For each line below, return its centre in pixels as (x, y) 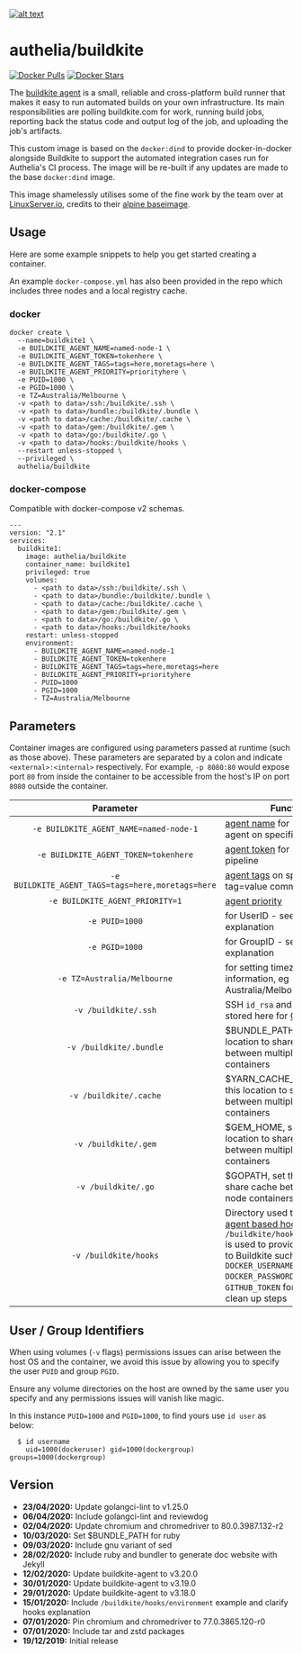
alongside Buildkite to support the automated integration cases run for (139, 158)
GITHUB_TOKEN (253, 1288)
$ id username (44, 1442)
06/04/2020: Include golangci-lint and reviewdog (115, 1516)
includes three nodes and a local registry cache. (98, 290)
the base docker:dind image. (62, 176)
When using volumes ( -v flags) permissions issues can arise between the (145, 1351)
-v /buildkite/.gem (115, 1144)
